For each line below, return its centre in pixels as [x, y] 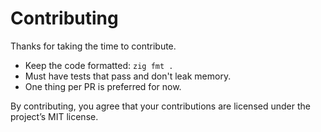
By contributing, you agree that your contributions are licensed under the [160, 106]
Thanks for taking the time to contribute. [93, 46]
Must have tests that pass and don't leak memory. [128, 76]
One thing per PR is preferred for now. [103, 86]
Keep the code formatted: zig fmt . [99, 65]
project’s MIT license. [54, 116]
